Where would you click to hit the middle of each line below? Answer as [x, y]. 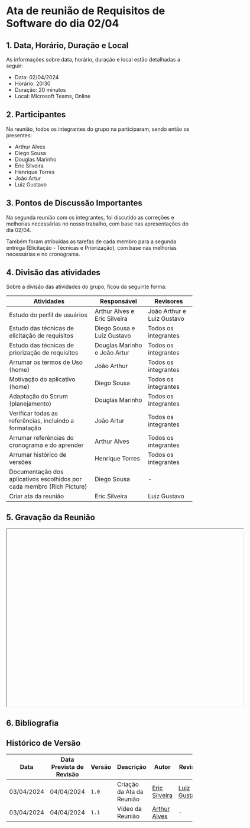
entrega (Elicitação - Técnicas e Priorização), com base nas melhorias [92, 247]
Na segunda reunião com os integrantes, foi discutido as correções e [90, 217]
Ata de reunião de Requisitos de [86, 11]
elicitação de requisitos [41, 336]
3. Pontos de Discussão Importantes [74, 203]
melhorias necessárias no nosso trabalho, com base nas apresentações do [98, 224]
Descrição [132, 767]
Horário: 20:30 [33, 83]
